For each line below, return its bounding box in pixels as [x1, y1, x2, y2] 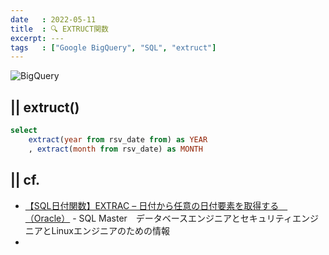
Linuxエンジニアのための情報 [51, 224, 171, 236]
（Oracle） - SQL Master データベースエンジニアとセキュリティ [24, 212, 293, 224]
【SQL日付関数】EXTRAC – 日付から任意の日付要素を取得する [24, 199, 280, 211]
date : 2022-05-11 [10, 14, 97, 25]
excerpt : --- [10, 33, 65, 43]
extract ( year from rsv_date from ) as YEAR [28, 134, 208, 145]
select [10, 126, 38, 136]
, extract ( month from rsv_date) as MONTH [28, 144, 203, 154]
